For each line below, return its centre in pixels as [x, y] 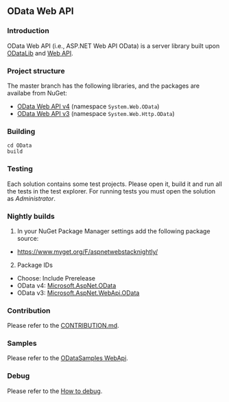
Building [21, 131]
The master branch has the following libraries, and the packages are [104, 86]
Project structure [36, 71]
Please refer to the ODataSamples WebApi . [68, 358]
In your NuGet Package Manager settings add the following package [113, 231]
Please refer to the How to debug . [55, 391]
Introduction [28, 31]
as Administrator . [32, 198]
